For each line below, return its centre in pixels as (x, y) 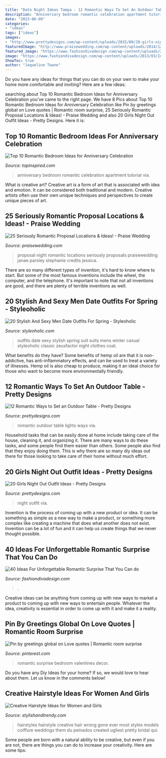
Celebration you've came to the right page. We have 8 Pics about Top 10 (79, 99)
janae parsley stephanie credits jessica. (57, 260)
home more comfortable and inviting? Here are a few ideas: (65, 84)
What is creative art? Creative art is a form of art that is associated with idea (82, 185)
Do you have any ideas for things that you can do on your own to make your (82, 79)
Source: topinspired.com (30, 165)
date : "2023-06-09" (25, 19)
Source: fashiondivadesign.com (38, 579)
